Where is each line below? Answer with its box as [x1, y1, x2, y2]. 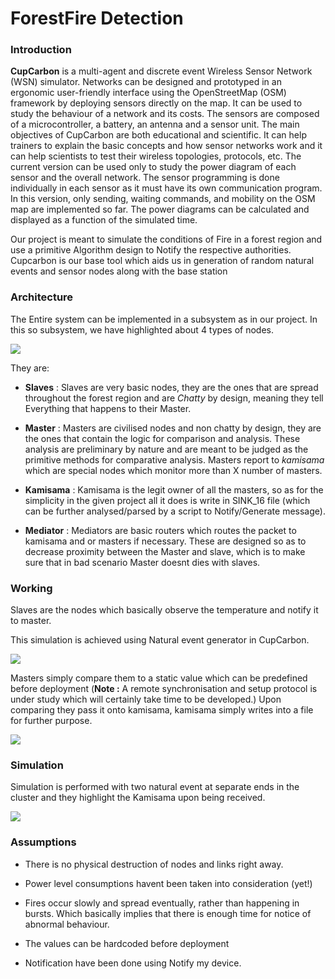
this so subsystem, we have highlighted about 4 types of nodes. [10, 323, 274, 336]
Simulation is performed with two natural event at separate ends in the [10, 781, 300, 793]
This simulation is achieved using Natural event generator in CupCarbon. [10, 634, 310, 646]
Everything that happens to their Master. [24, 402, 192, 414]
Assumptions [10, 835, 77, 849]
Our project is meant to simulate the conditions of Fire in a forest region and [10, 233, 323, 246]
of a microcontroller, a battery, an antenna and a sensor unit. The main [10, 118, 300, 131]
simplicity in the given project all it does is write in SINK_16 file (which [24, 494, 311, 506]
